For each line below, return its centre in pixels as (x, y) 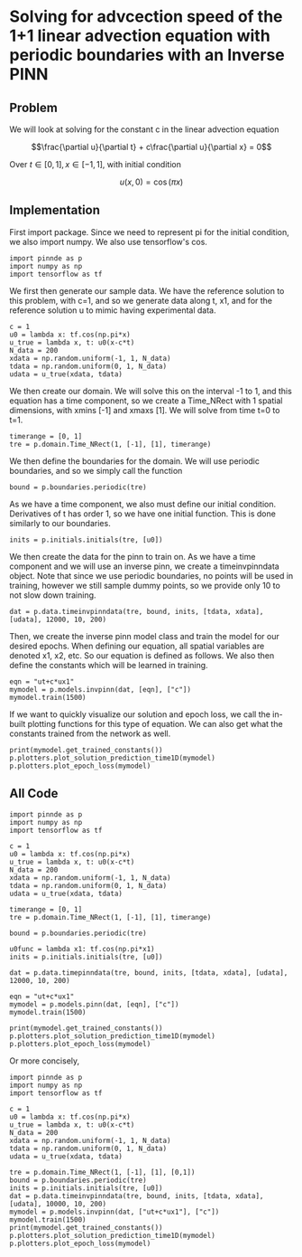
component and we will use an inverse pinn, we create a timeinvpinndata (144, 566)
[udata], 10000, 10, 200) (58, 1204)
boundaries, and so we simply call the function (96, 470)
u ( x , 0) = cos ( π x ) (151, 182)
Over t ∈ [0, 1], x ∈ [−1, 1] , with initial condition (96, 164)
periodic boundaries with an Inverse (147, 55)
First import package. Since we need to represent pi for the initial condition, (150, 232)
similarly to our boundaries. (60, 523)
